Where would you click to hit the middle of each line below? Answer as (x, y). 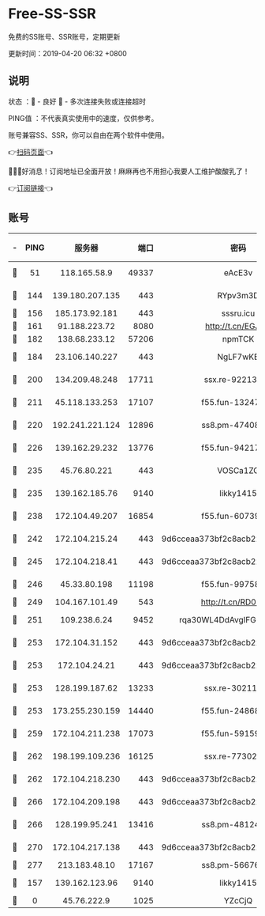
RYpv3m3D (238, 295)
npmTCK (238, 339)
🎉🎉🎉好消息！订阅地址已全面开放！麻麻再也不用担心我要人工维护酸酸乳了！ (129, 171)
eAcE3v (238, 272)
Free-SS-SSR (52, 14)
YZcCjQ (238, 900)
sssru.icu (238, 313)
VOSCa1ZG (238, 470)
